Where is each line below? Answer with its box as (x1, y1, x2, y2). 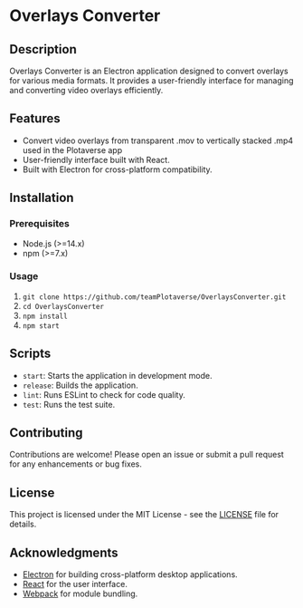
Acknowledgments (9, 545, 119, 560)
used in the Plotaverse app (22, 144, 123, 155)
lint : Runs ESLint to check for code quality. (22, 389, 185, 400)
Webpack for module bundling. (22, 588, 138, 599)
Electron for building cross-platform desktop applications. (22, 569, 238, 580)
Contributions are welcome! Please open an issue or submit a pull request (9, 449, 285, 460)
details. (9, 518, 37, 530)
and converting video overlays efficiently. (9, 85, 164, 95)
